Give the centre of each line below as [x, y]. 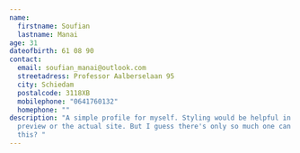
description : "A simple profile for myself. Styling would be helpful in [150, 118]
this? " [32, 135]
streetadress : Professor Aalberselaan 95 [96, 76]
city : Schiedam [46, 85]
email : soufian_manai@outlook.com [82, 68]
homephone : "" [44, 110]
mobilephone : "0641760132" [68, 101]
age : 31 [24, 43]
